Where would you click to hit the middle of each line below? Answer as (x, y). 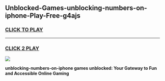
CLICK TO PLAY (24, 30)
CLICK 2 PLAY (22, 48)
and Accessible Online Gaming (37, 73)
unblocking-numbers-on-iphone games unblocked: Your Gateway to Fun (81, 68)
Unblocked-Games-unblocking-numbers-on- (76, 8)
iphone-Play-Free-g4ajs (43, 16)
